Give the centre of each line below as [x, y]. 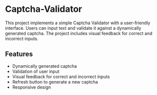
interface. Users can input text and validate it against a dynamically [73, 28]
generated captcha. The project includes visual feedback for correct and [79, 33]
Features [19, 54]
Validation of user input [36, 71]
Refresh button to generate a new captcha [55, 82]
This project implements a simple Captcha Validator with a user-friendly [78, 23]
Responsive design [31, 87]
